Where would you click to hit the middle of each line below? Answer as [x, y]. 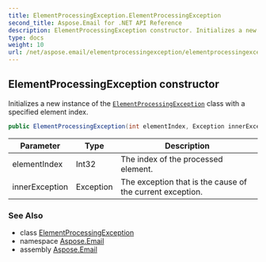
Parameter [40, 146]
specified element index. [48, 112]
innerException [40, 187]
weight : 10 [26, 45]
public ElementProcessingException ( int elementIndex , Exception [116, 126]
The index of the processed [172, 159]
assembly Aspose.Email [58, 249]
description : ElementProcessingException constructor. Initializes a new [133, 30]
